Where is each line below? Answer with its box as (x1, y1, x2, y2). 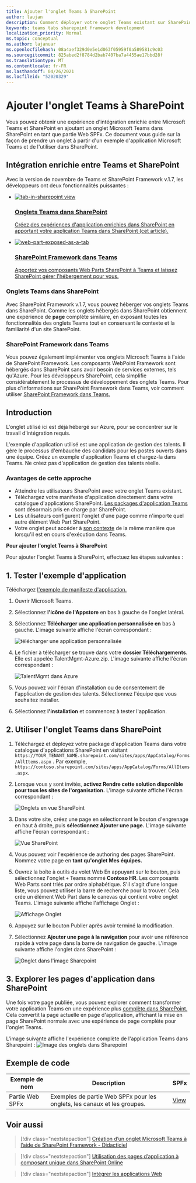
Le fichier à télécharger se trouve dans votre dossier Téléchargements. (14, 649, 188, 656)
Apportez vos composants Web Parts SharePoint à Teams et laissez (14, 267, 178, 274)
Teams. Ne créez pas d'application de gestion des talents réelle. (6, 459, 160, 466)
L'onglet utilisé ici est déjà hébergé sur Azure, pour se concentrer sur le (6, 423, 178, 430)
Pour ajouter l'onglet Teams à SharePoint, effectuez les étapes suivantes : (6, 553, 184, 560)
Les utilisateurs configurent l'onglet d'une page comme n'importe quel (14, 513, 184, 520)
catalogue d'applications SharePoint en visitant (14, 747, 128, 754)
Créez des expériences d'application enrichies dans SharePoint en (14, 221, 175, 228)
